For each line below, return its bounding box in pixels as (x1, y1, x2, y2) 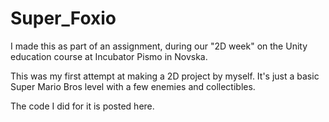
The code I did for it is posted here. (10, 100, 155, 112)
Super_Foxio (10, 7, 117, 30)
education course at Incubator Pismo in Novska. (10, 50, 208, 62)
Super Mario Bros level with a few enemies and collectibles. (10, 80, 256, 92)
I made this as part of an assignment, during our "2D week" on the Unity (10, 40, 308, 52)
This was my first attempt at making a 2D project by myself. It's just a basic (10, 70, 320, 82)
